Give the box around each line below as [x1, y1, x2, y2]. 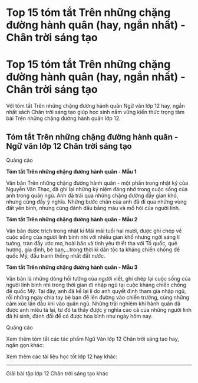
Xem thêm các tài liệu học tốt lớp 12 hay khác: [6, 353, 118, 360]
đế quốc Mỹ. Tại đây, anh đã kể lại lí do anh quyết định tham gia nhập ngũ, [6, 287, 187, 294]
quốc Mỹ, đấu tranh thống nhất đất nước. [6, 252, 105, 259]
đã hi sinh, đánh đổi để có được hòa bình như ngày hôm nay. [6, 312, 153, 319]
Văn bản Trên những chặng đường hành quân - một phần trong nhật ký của [6, 179, 189, 186]
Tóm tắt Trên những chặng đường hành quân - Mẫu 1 [6, 168, 137, 175]
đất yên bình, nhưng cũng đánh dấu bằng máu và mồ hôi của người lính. [6, 204, 181, 211]
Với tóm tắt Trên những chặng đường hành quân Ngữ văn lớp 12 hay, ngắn [6, 102, 185, 109]
